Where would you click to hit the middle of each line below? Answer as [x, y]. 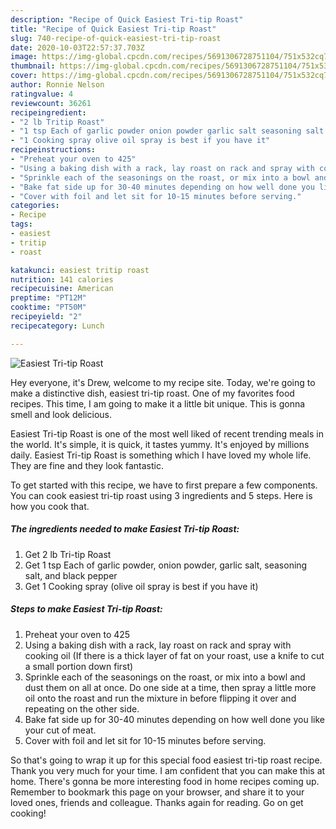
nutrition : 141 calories [62, 279]
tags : [21, 224]
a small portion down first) [79, 666]
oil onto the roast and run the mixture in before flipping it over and [160, 698]
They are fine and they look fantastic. [87, 465]
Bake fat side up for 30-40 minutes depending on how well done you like [174, 719]
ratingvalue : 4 [42, 94]
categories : [35, 206]
